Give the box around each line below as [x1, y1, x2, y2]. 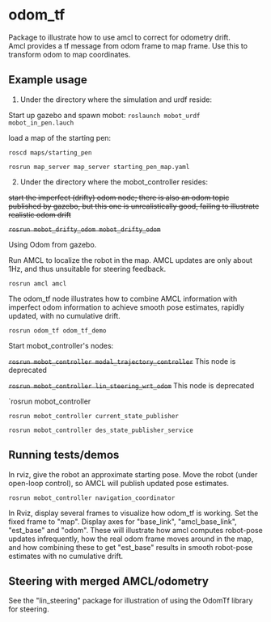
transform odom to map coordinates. [8, 49, 131, 59]
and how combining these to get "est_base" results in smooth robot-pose [8, 542, 253, 552]
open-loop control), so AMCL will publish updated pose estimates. [8, 478, 229, 488]
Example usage [8, 73, 87, 87]
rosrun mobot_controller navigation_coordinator [8, 493, 176, 502]
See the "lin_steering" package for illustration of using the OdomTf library [8, 596, 253, 606]
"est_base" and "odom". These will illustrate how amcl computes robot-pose [8, 525, 263, 535]
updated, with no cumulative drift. [8, 311, 121, 320]
